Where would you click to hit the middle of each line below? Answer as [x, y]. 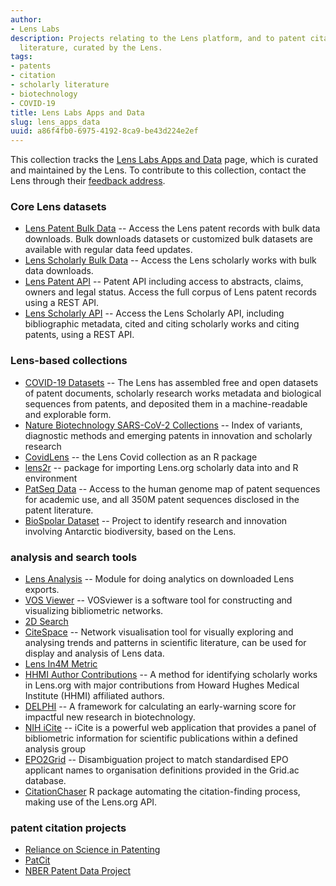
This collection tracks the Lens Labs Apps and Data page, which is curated [164, 160]
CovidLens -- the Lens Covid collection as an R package [141, 457]
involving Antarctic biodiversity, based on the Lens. [130, 531]
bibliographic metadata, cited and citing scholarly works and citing [162, 324]
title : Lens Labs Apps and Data [77, 112]
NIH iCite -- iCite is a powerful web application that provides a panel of [170, 728]
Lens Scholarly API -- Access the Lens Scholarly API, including [154, 313]
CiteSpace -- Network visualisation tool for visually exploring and [159, 632]
